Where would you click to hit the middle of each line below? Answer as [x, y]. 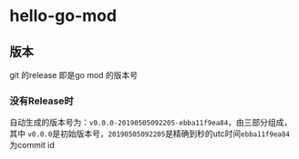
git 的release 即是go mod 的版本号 [74, 75]
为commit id [32, 145]
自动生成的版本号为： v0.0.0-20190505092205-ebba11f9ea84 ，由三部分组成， [151, 123]
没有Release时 [42, 101]
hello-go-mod [63, 16]
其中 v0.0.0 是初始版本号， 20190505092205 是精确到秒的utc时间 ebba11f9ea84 [149, 134]
